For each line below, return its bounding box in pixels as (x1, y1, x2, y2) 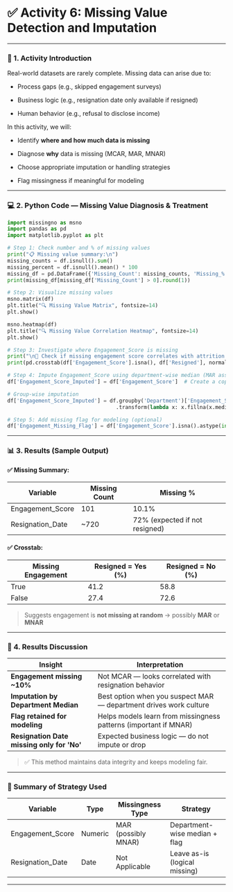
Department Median (10, 700, 78, 710)
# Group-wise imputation (7, 390, 79, 398)
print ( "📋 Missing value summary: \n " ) (7, 251, 119, 258)
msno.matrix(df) (7, 296, 54, 303)
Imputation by (10, 691, 58, 701)
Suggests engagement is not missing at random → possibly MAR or (24, 611, 220, 619)
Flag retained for (10, 711, 67, 721)
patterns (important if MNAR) (97, 719, 193, 729)
